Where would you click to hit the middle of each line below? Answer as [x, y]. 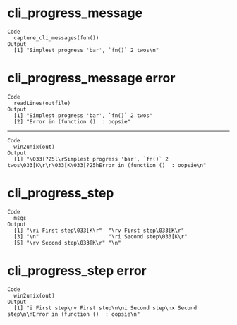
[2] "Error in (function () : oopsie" [72, 121]
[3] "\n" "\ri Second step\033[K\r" [101, 237]
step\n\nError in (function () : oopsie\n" [74, 314]
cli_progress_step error [77, 271]
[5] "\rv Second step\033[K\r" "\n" [67, 243]
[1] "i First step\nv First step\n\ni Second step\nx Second [105, 308]
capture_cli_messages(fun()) [56, 38]
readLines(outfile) [42, 103]
